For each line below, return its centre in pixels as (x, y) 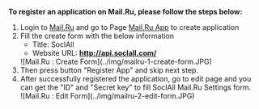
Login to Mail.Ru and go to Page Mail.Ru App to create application (129, 27)
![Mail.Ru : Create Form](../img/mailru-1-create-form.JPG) (116, 61)
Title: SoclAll (53, 44)
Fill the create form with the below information (97, 36)
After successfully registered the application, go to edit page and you (136, 79)
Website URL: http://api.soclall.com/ (94, 53)
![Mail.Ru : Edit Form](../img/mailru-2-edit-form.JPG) (107, 96)
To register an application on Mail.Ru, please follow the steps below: (125, 12)
